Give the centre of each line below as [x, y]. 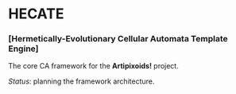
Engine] [23, 49]
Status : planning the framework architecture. [81, 81]
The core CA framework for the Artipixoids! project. [93, 66]
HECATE [36, 14]
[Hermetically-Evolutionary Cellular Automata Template [118, 39]
